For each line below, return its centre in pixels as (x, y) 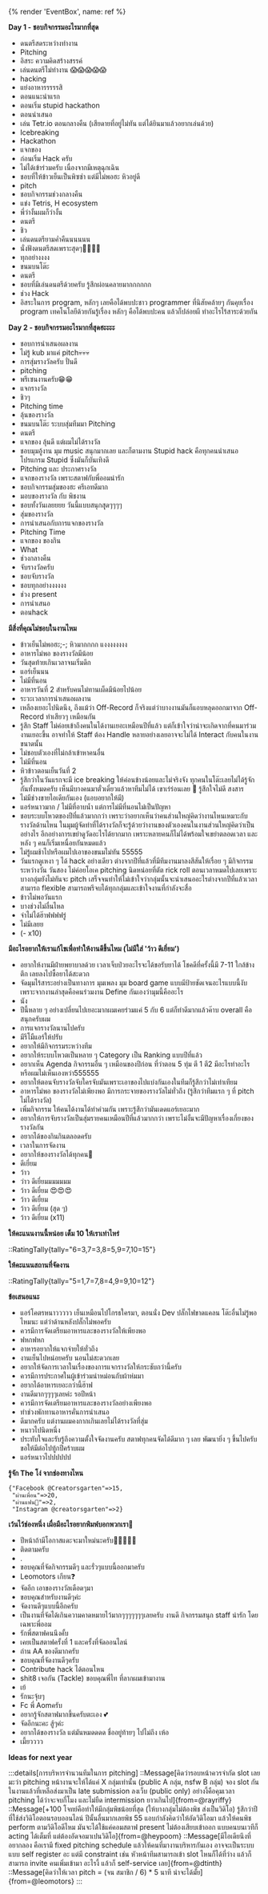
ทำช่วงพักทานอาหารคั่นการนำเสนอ (64, 1412)
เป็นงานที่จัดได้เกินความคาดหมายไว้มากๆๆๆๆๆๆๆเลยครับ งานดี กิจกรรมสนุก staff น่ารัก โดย (139, 1615)
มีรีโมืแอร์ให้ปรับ (41, 1037)
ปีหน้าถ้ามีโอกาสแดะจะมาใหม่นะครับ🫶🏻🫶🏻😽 (78, 1540)
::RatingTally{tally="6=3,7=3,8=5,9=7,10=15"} (82, 1249)
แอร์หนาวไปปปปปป (46, 1457)
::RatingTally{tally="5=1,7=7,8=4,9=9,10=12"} (82, 1281)
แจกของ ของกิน (40, 540)
